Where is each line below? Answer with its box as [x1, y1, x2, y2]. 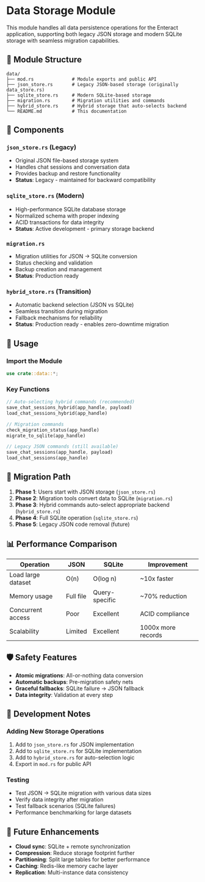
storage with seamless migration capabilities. [6, 37, 120, 44]
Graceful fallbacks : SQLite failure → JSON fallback [15, 685, 145, 692]
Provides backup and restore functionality [15, 170, 121, 177]
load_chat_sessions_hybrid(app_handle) [6, 410, 108, 416]
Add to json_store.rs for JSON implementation [15, 741, 134, 748]
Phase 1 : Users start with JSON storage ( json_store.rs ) [15, 488, 156, 495]
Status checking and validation [15, 259, 93, 266]
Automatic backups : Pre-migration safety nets [15, 678, 134, 685]
